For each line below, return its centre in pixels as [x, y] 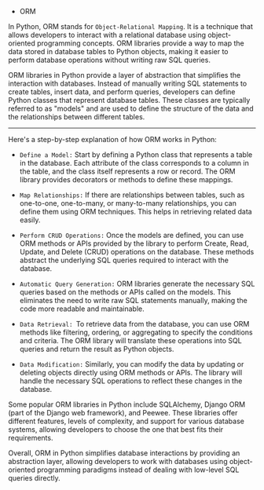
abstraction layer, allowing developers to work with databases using [118, 461]
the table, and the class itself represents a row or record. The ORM [127, 171]
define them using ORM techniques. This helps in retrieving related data [136, 212]
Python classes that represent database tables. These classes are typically [129, 100]
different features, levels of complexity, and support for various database [126, 421]
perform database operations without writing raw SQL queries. [109, 60]
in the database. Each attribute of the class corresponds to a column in [134, 163]
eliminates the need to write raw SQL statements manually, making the [133, 300]
